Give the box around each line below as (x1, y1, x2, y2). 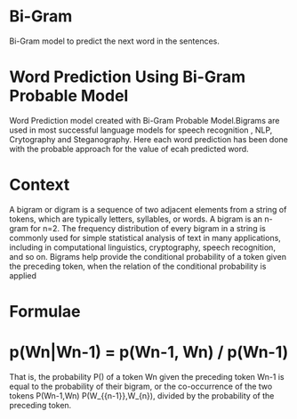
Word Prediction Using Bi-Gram (9, 67, 246, 87)
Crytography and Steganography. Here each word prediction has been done (9, 133, 289, 144)
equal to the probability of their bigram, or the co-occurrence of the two (9, 381, 273, 391)
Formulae (9, 302, 81, 321)
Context (9, 175, 70, 195)
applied (9, 270, 37, 281)
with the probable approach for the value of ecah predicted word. (9, 143, 249, 154)
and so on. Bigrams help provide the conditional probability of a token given (9, 251, 287, 262)
